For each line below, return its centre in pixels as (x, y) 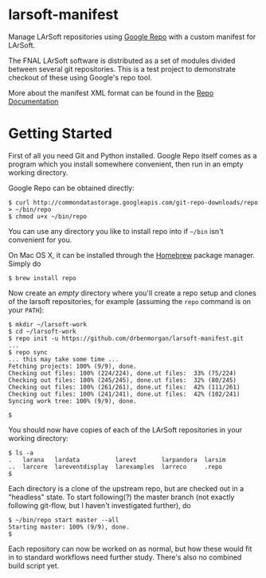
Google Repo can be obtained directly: (71, 188)
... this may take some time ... (64, 359)
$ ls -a (21, 453)
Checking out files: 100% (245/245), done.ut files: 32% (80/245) (123, 380)
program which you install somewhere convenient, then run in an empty (126, 164)
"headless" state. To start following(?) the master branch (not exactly (121, 497)
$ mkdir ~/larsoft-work (48, 324)
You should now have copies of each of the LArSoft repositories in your (125, 430)
